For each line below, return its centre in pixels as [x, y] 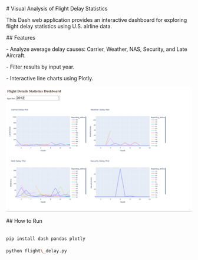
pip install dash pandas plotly [46, 239]
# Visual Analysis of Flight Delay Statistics [57, 9]
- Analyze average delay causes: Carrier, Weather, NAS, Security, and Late [97, 49]
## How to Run [24, 220]
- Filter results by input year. [40, 67]
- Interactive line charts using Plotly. [50, 78]
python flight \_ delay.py [37, 251]
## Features [21, 38]
